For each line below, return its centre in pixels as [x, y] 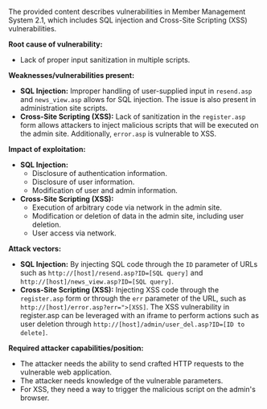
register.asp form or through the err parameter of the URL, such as [133, 298]
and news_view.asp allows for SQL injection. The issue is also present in [138, 99]
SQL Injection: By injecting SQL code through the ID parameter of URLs [139, 264]
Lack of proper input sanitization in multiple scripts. [105, 60]
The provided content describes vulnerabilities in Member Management [127, 12]
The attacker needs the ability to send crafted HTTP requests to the [132, 364]
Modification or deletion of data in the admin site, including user [138, 216]
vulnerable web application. [66, 372]
